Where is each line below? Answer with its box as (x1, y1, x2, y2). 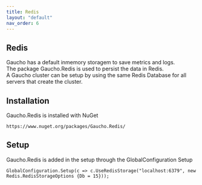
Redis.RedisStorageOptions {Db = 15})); (6, 173, 110, 179)
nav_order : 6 (6, 20, 39, 26)
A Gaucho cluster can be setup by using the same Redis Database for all (6, 72, 186, 79)
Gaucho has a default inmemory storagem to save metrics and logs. (6, 59, 175, 66)
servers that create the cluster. (6, 78, 83, 86)
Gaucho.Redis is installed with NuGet (6, 112, 99, 119)
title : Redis (6, 8, 39, 15)
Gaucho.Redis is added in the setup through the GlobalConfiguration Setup (6, 156, 193, 163)
